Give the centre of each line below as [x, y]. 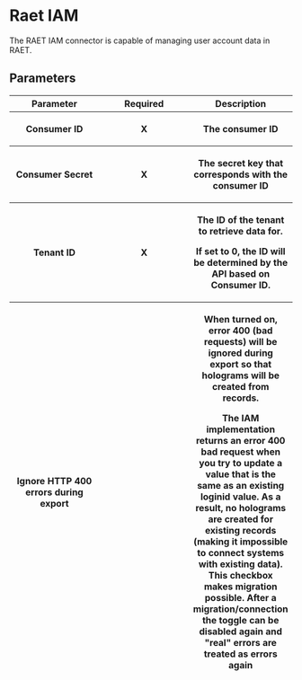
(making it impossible [240, 542]
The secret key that [240, 163]
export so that [241, 364]
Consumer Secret [54, 174]
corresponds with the [240, 174]
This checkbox [240, 575]
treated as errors [240, 654]
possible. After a [240, 597]
